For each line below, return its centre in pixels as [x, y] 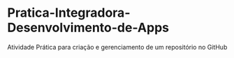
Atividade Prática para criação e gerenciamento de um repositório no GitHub [117, 47]
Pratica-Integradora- [69, 13]
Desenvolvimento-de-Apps [88, 28]
